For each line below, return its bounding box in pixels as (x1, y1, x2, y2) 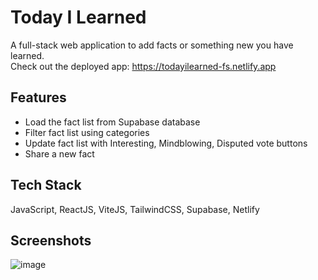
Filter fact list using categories (24, 126, 150, 138)
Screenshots (10, 232, 92, 249)
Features (10, 89, 67, 106)
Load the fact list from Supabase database (24, 116, 201, 128)
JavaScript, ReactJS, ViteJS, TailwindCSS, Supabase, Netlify (10, 203, 260, 215)
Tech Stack (10, 177, 82, 194)
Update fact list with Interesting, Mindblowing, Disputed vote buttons (24, 137, 308, 149)
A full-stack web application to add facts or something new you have (10, 39, 294, 51)
